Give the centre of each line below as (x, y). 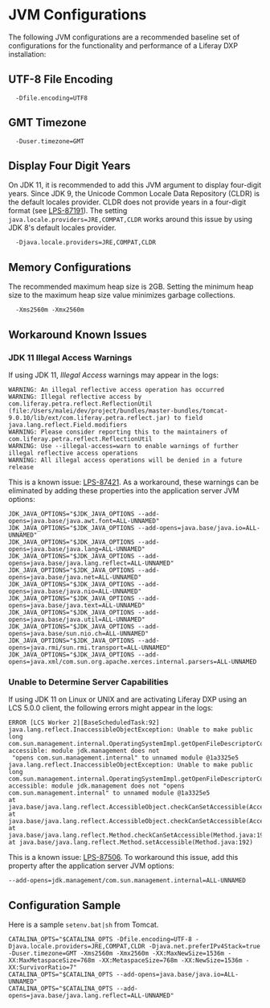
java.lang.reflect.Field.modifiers (68, 425)
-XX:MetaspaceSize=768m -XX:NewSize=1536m (170, 960)
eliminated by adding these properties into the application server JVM (124, 490)
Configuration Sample (65, 905)
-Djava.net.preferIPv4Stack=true (205, 946)
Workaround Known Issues (78, 334)
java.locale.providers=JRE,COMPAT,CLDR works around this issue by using (131, 220)
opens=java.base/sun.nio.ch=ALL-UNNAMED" (79, 633)
